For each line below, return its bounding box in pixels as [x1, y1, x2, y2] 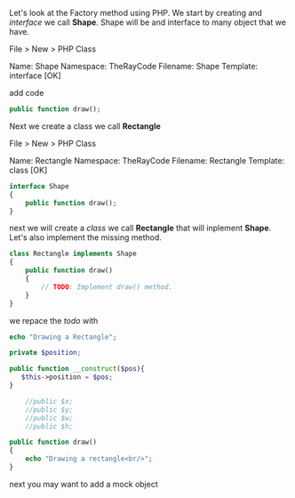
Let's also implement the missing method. [9, 232, 163, 243]
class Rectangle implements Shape [9, 249, 138, 259]
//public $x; [25, 397, 74, 406]
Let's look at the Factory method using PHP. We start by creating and [9, 8, 262, 18]
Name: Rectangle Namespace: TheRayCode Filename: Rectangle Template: [9, 155, 285, 165]
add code [9, 88, 44, 98]
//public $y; [25, 405, 74, 414]
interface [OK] [9, 70, 62, 81]
